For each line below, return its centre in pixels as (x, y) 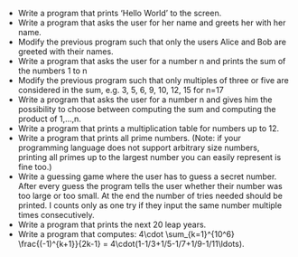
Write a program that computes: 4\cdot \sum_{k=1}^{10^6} (126, 234)
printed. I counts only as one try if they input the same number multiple (150, 205)
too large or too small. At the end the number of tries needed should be (150, 195)
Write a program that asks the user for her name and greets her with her (152, 23)
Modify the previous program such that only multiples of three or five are (153, 80)
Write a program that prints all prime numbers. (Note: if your (129, 138)
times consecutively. (56, 215)
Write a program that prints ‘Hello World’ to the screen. (120, 13)
